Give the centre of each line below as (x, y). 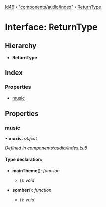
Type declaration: (24, 159)
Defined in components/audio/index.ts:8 (46, 148)
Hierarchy (21, 45)
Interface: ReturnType (51, 27)
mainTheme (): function (36, 170)
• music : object (21, 138)
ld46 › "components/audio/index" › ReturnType (53, 7)
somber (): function (32, 190)
